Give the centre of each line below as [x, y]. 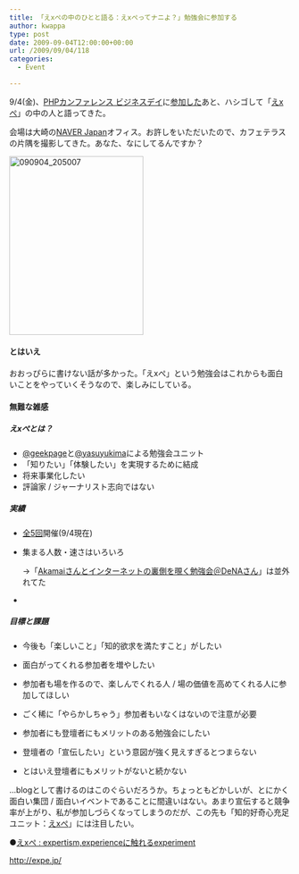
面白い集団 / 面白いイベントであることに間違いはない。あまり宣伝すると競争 [149, 801]
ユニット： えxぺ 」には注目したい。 [74, 823]
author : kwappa [37, 26]
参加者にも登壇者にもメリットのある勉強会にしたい [116, 733]
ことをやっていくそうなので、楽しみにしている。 [106, 384]
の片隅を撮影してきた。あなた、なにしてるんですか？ [107, 143]
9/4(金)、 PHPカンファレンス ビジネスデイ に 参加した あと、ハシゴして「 [141, 101]
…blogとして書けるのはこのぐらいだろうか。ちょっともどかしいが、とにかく [149, 790]
